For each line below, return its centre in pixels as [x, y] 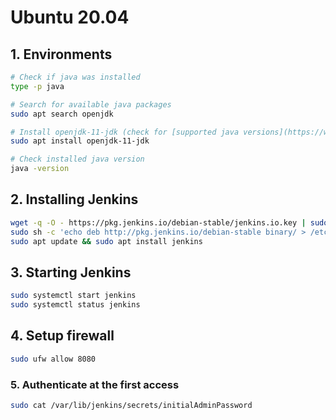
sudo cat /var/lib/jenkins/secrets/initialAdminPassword [131, 405]
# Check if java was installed [75, 77]
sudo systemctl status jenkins [75, 305]
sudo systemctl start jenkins [73, 296]
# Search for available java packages [91, 104]
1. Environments [61, 54]
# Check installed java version [77, 159]
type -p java [37, 86]
